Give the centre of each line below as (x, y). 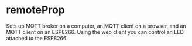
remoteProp (36, 10)
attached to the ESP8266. (37, 38)
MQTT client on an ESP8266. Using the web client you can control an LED (95, 32)
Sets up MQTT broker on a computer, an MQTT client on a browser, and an (96, 26)
